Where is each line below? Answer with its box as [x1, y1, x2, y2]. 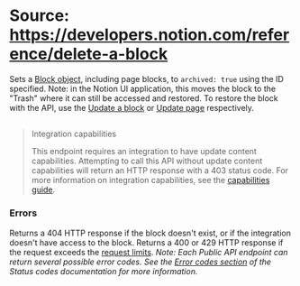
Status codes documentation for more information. [9, 265, 198, 276]
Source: [9, 5, 70, 26]
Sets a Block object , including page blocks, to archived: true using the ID [9, 73, 284, 84]
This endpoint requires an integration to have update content [31, 146, 257, 157]
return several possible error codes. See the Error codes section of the [9, 256, 272, 267]
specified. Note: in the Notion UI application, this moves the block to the [9, 83, 277, 94]
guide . [31, 184, 56, 195]
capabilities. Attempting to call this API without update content [31, 155, 263, 167]
